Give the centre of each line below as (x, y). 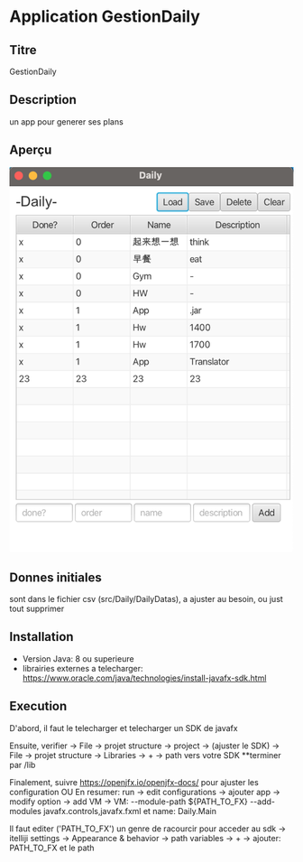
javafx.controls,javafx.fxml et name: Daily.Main (130, 811)
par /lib (23, 765)
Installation (41, 637)
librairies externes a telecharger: (83, 668)
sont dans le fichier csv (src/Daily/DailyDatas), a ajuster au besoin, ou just (147, 599)
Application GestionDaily (105, 17)
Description (43, 100)
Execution (38, 706)
